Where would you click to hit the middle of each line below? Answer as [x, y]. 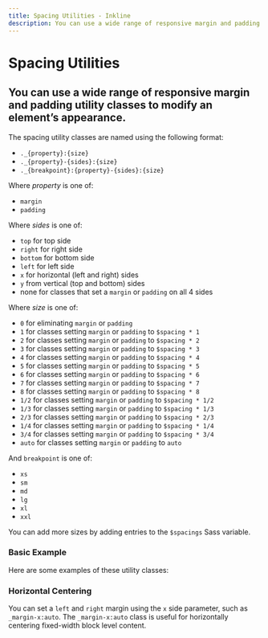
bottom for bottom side [57, 257]
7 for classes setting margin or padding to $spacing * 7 [110, 382]
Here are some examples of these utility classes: [89, 570]
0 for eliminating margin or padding [76, 323]
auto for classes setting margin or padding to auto [101, 442]
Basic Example [37, 553]
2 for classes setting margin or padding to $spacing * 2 [110, 340]
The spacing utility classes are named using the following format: [116, 137]
